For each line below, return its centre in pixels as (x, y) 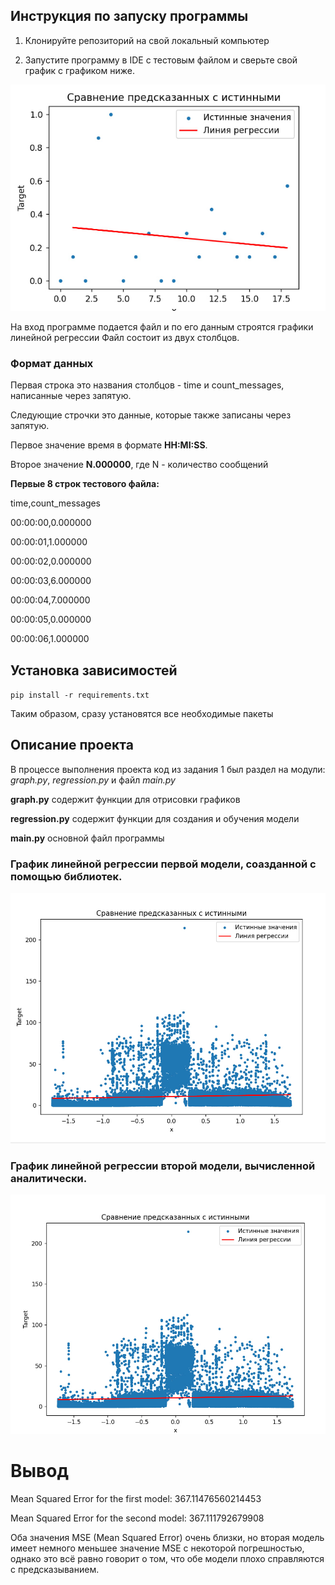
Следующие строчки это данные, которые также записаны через (151, 415)
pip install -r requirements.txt (80, 695)
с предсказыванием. (55, 1569)
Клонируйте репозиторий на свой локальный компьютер (147, 40)
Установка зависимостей (94, 670)
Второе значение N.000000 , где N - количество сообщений (139, 465)
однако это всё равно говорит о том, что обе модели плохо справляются (167, 1558)
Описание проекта (72, 745)
